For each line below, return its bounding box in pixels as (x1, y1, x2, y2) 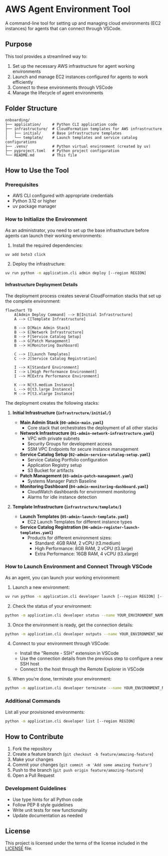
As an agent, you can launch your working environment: (5, 574, 120, 580)
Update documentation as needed (12, 812, 83, 818)
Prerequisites (5, 181, 38, 188)
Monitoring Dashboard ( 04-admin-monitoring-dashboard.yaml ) (19, 483, 148, 489)
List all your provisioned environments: (5, 709, 85, 715)
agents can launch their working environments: (5, 232, 102, 239)
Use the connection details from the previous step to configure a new (19, 655, 163, 661)
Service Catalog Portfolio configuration (27, 456, 108, 462)
